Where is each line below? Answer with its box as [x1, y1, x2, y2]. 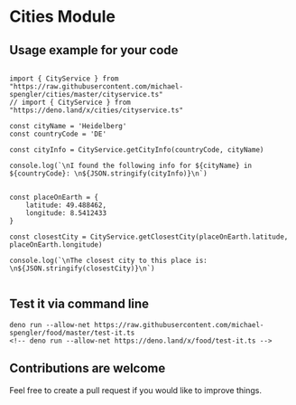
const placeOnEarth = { [9, 193, 99, 202]
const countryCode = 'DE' [9, 129, 106, 138]
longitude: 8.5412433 [25, 209, 106, 218]
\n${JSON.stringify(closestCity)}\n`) [9, 264, 155, 273]
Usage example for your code [9, 42, 179, 58]
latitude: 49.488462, [25, 201, 106, 210]
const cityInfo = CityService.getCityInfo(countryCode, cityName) [9, 146, 264, 155]
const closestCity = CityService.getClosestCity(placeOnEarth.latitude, [9, 232, 289, 241]
